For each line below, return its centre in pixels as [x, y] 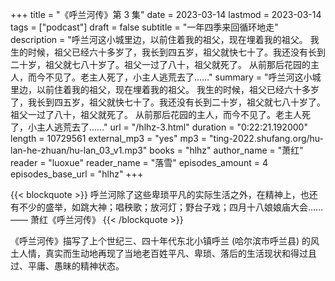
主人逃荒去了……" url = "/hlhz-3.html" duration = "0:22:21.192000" [172, 127]
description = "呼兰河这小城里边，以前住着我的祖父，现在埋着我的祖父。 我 [165, 39]
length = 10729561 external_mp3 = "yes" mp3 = [109, 138]
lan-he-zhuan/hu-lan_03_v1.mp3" [79, 150]
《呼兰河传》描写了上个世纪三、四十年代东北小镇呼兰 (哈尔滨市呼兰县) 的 [161, 241]
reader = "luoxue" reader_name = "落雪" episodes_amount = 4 [139, 162]
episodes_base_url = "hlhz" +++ [77, 174]
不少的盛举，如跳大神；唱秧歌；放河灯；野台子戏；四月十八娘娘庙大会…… [171, 207]
